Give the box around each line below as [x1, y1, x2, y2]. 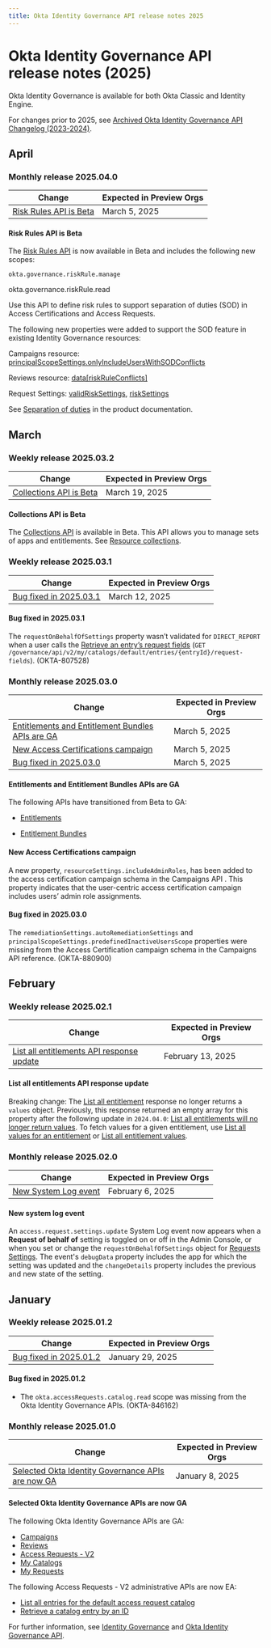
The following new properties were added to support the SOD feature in [8, 324, 247, 334]
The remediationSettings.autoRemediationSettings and [8, 927, 194, 937]
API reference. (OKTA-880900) [8, 953, 112, 963]
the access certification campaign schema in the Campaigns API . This [8, 874, 244, 883]
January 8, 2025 [175, 1470, 240, 1481]
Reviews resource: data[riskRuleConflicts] [8, 373, 148, 383]
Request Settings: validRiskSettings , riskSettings [8, 389, 169, 399]
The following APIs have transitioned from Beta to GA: [8, 798, 187, 807]
